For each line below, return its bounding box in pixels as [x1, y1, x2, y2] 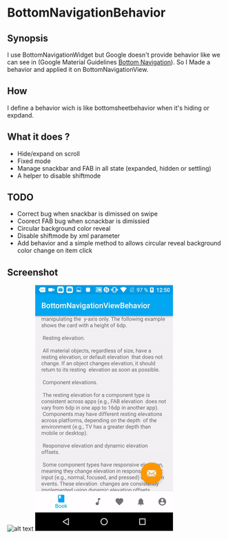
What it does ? [7, 131, 70, 143]
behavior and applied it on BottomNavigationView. [7, 66, 149, 73]
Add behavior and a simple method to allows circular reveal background [17, 239, 222, 247]
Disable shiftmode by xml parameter [17, 231, 121, 240]
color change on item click [17, 247, 93, 255]
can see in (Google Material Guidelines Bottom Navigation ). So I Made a [7, 58, 211, 66]
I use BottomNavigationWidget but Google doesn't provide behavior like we [7, 50, 220, 59]
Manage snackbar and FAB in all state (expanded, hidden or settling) [17, 164, 211, 172]
